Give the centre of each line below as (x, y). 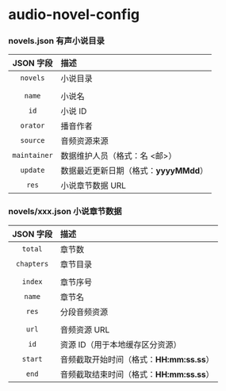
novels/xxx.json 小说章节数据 (65, 212)
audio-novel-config (74, 15)
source (33, 141)
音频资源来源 (84, 141)
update (33, 171)
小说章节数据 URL (94, 186)
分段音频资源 (84, 312)
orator (33, 126)
